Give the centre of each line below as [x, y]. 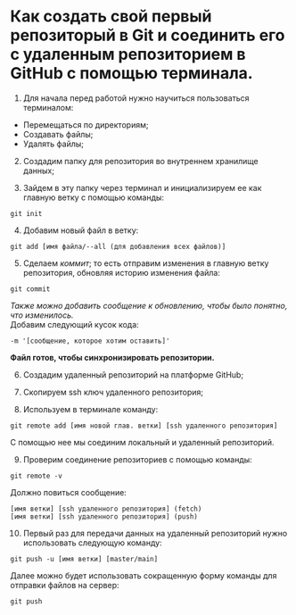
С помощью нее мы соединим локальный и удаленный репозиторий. [142, 442]
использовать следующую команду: [93, 543]
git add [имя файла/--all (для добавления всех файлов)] [118, 246]
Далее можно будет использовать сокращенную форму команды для [144, 575]
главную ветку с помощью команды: [93, 197]
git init [26, 213]
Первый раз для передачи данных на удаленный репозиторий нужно [155, 533]
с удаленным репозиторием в [128, 54]
